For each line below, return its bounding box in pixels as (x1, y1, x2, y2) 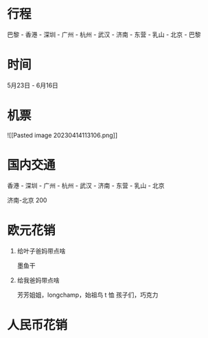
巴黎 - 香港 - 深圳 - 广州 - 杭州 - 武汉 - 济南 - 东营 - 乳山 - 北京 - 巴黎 (7, 30, 201, 39)
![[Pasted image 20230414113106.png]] (7, 131, 118, 139)
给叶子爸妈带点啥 (16, 246, 66, 255)
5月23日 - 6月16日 (7, 81, 58, 89)
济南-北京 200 (7, 196, 47, 204)
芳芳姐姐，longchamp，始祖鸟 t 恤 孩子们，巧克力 (16, 291, 159, 299)
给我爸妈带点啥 (16, 276, 60, 284)
